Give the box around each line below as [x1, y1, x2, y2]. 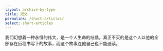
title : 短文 [5, 12, 28, 17]
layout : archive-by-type [5, 7, 55, 12]
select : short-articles [5, 20, 54, 26]
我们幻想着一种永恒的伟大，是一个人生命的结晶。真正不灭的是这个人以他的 [5, 34, 154, 40]
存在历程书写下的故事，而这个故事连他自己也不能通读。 [9, 41, 120, 47]
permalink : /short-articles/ [5, 16, 64, 21]
